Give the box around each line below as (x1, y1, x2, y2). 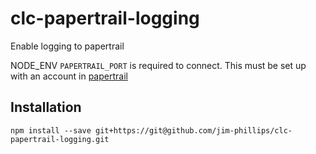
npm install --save (10, 125, 92, 136)
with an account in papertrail (10, 70, 128, 82)
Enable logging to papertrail (10, 40, 125, 52)
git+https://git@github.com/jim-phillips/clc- (95, 125, 293, 136)
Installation (10, 99, 82, 116)
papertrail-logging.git (10, 134, 110, 144)
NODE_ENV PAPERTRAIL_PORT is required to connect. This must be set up (10, 59, 307, 71)
